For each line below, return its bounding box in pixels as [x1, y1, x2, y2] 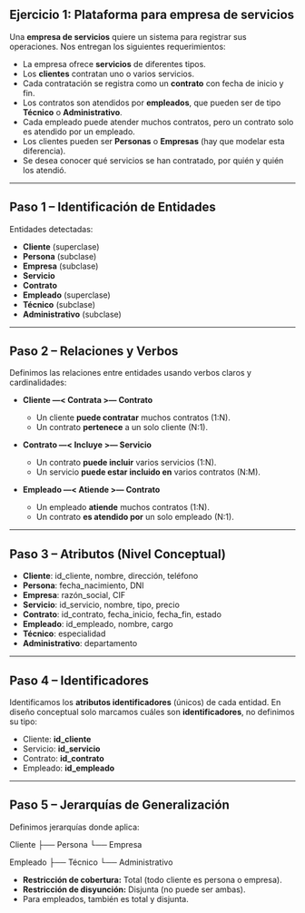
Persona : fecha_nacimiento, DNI [22, 580, 144, 591]
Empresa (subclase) [22, 260, 99, 271]
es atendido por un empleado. [22, 126, 136, 137]
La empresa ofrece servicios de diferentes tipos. [22, 58, 206, 69]
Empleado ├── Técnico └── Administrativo [9, 857, 173, 868]
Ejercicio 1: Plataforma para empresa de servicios [9, 7, 295, 23]
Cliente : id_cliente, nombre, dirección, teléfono [22, 571, 199, 582]
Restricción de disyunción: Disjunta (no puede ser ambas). [22, 884, 246, 895]
